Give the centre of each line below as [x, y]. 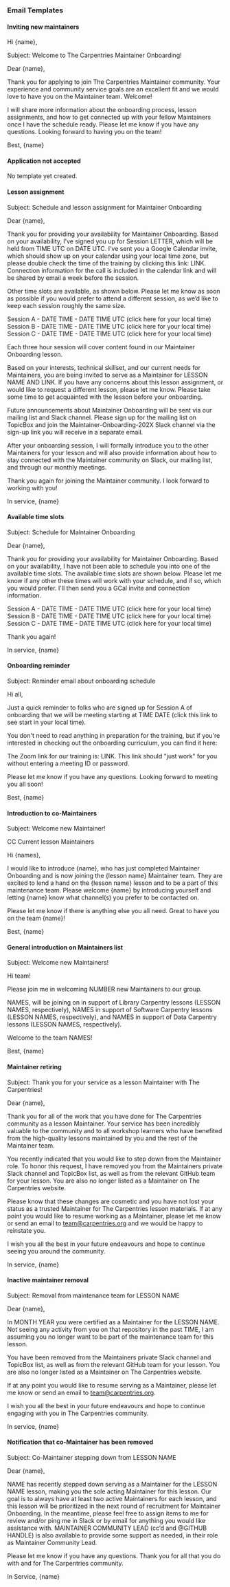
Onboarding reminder [38, 666]
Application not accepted [44, 161]
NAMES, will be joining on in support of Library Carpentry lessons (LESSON [114, 1003]
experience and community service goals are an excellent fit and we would [113, 89]
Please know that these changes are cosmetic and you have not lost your [111, 1201]
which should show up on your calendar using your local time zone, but [108, 256]
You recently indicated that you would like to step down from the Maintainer [114, 1159]
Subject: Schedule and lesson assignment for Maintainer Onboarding [105, 207]
